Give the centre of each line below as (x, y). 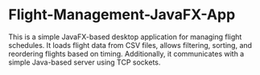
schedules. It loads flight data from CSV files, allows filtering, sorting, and (130, 45)
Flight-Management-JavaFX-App (122, 15)
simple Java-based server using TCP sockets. (85, 62)
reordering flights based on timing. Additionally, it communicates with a (126, 53)
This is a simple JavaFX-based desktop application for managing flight (125, 37)
